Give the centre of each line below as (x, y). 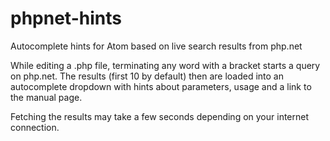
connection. (35, 127)
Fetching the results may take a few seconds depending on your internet (160, 116)
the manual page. (46, 97)
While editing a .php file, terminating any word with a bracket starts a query (165, 65)
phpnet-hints (66, 18)
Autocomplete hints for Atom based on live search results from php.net (156, 46)
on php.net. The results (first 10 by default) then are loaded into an (147, 76)
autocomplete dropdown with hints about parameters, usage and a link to (161, 86)
